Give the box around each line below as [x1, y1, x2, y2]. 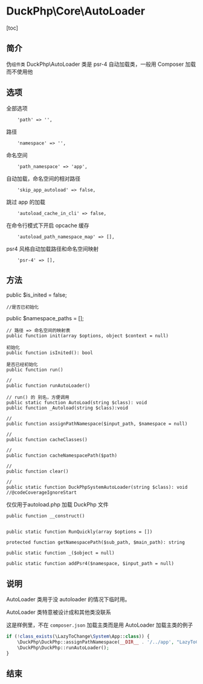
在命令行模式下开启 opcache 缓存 [6, 222, 89, 229]
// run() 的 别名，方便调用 [6, 395, 69, 401]
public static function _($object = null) [6, 550, 115, 557]
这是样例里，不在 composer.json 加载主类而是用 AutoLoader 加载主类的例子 [6, 621, 193, 629]
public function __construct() [6, 513, 85, 519]
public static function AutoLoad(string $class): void [6, 400, 147, 406]
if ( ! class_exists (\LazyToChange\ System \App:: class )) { [6, 633, 150, 640]
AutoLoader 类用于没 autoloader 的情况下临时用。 [6, 596, 130, 603]
